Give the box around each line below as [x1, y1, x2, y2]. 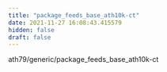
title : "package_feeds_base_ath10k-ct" [8, 11, 140, 20]
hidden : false [8, 26, 55, 34]
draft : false [8, 33, 51, 41]
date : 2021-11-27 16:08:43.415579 [8, 19, 123, 27]
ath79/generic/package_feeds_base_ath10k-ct [8, 55, 159, 64]
